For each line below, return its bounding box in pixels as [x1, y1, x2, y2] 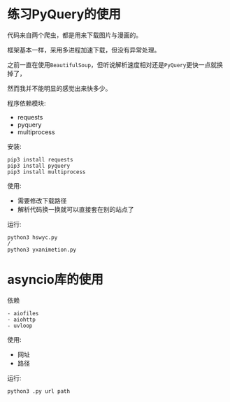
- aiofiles [7, 310, 39, 317]
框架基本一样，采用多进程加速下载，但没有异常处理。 [7, 45, 161, 54]
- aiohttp [7, 316, 36, 323]
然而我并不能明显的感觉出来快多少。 [7, 84, 112, 92]
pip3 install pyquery [7, 162, 71, 169]
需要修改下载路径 [17, 196, 67, 205]
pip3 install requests [7, 156, 73, 163]
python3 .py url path [7, 387, 71, 395]
